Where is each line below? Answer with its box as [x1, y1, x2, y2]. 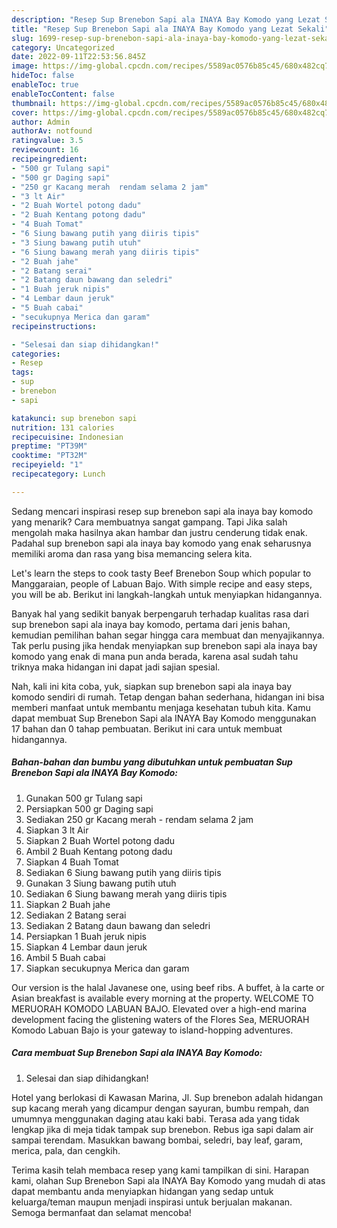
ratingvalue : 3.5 [11, 136, 84, 146]
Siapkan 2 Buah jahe [25, 898, 111, 910]
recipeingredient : [11, 154, 88, 164]
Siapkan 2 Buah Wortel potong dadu [25, 834, 176, 846]
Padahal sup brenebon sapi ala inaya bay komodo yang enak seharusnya [11, 537, 312, 549]
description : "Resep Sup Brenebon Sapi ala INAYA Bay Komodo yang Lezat [11, 14, 321, 25]
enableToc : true [11, 80, 79, 90]
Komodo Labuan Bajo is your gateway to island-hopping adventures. [11, 1024, 294, 1036]
